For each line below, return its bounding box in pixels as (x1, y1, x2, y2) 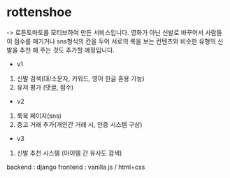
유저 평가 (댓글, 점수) (16, 83, 74, 91)
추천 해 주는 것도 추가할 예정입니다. (19, 46, 115, 54)
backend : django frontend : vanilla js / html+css (6, 163, 145, 171)
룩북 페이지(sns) (16, 111, 62, 120)
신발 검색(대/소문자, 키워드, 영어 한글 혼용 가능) (16, 74, 145, 83)
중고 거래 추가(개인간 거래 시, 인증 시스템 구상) (16, 120, 143, 128)
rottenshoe (6, 4, 72, 20)
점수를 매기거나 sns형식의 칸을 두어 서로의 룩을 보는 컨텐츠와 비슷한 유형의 (13, 36, 216, 46)
